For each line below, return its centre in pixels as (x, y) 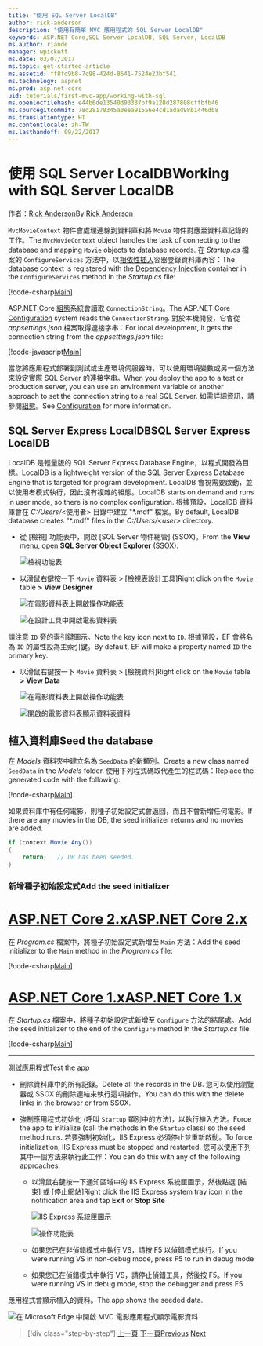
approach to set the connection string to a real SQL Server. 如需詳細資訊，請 (131, 396)
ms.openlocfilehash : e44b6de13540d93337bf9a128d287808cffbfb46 (113, 103)
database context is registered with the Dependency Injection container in (127, 268)
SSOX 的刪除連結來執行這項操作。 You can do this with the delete (140, 1094)
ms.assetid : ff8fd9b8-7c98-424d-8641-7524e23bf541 (92, 74)
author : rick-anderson (45, 23)
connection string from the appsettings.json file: (86, 336)
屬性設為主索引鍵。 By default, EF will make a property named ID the (142, 647)
